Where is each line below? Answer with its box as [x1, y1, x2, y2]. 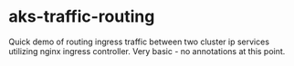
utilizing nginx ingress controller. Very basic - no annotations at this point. [8, 45, 286, 56]
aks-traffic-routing [8, 6, 155, 27]
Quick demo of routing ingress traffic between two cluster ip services [8, 36, 270, 47]
